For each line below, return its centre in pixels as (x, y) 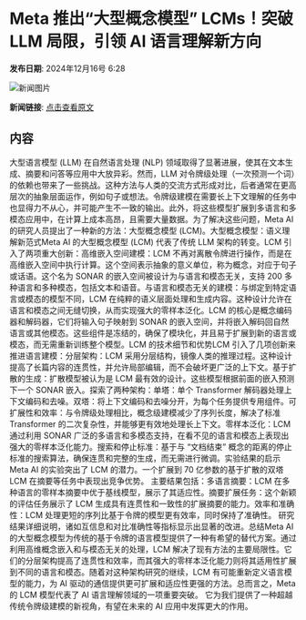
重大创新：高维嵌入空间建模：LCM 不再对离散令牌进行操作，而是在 (167, 253)
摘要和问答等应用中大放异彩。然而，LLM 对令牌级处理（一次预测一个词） (160, 173)
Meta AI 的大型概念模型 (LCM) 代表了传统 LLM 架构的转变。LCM (161, 241)
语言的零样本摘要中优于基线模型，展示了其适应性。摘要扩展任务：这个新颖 (157, 492)
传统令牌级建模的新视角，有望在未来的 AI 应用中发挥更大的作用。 (131, 605)
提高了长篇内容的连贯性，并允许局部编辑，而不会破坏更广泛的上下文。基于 (149, 367)
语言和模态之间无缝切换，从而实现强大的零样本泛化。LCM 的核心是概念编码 (151, 310)
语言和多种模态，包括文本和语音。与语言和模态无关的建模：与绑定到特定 (153, 287)
